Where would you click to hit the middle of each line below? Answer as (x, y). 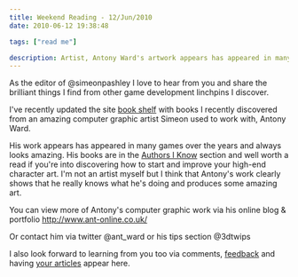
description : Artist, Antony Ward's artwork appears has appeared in (141, 58)
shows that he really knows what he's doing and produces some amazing (143, 184)
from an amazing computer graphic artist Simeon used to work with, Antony (148, 119)
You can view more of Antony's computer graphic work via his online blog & (148, 210)
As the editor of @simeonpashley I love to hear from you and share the (138, 83)
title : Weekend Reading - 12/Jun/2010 (81, 17)
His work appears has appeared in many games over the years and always (145, 146)
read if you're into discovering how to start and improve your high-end (137, 164)
